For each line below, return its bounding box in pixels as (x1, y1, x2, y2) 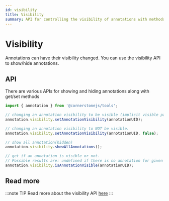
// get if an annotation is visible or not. (5, 154, 100, 159)
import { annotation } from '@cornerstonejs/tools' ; (5, 104, 118, 109)
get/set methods (5, 93, 40, 99)
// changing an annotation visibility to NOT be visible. (5, 126, 129, 131)
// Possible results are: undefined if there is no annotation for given (5, 158, 163, 163)
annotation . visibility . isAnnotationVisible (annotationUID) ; (5, 163, 134, 168)
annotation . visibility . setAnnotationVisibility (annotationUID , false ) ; (5, 131, 158, 136)
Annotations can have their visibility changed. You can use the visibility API (5, 55, 161, 61)
